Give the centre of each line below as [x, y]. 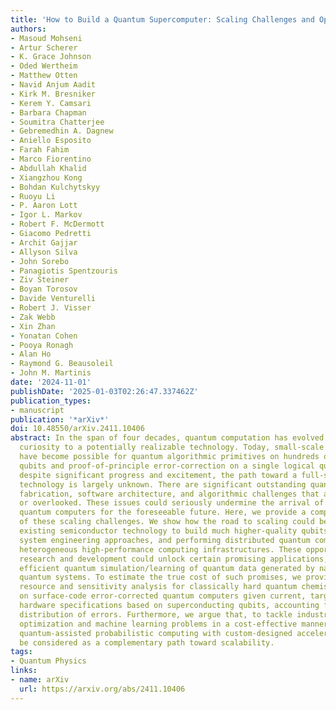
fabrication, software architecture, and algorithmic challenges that [169, 494]
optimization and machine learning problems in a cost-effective [158, 624]
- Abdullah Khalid [48, 168]
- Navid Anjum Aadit [53, 85]
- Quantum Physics [48, 661]
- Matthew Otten [44, 76]
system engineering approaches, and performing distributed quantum [165, 540]
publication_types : [51, 401]
